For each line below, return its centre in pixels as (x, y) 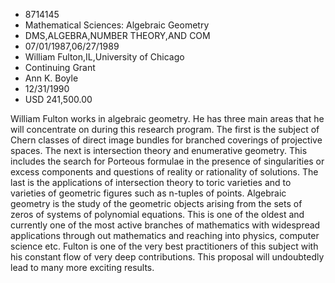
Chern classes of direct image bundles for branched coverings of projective (166, 140)
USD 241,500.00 (58, 99)
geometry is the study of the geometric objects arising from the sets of (156, 203)
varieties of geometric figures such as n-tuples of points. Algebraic (148, 193)
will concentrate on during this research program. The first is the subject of (165, 129)
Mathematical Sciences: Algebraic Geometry (117, 25)
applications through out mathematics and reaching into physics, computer (165, 235)
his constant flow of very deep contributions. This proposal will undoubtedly (167, 257)
